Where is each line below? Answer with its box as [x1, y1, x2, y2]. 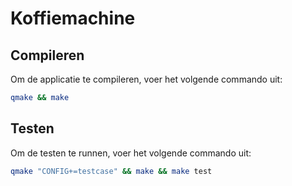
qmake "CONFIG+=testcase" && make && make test [10, 166, 213, 176]
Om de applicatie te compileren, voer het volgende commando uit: [10, 73, 283, 85]
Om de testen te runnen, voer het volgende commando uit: [10, 147, 252, 159]
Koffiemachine [10, 7, 136, 30]
